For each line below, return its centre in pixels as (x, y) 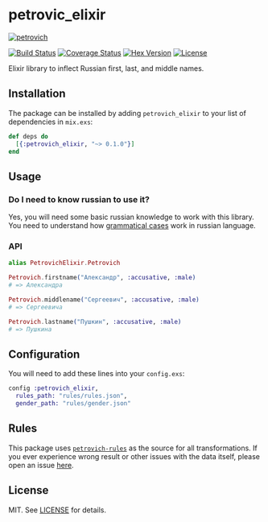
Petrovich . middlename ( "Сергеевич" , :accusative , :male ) (104, 300)
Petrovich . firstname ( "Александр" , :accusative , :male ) (102, 278)
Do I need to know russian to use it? (79, 199)
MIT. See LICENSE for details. (58, 510)
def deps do (28, 136)
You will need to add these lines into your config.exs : (97, 374)
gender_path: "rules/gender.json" (73, 404)
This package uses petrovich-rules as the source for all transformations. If (133, 448)
